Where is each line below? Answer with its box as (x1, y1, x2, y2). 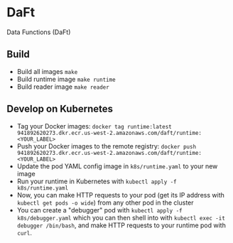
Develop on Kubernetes (6, 103, 113, 115)
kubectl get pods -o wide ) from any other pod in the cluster (16, 198, 194, 207)
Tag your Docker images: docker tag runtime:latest (16, 121, 172, 130)
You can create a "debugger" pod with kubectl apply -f (16, 205, 183, 214)
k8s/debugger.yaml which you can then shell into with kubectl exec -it (16, 213, 225, 222)
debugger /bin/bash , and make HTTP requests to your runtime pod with (16, 221, 227, 229)
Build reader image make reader (16, 82, 109, 91)
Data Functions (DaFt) (6, 28, 71, 36)
